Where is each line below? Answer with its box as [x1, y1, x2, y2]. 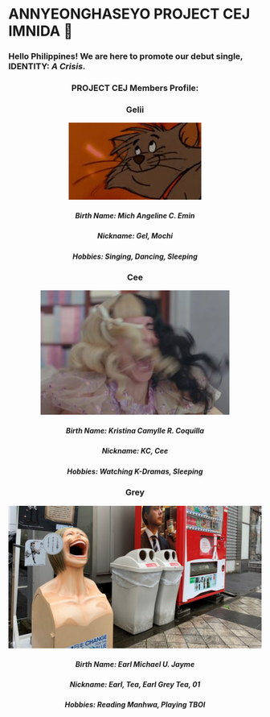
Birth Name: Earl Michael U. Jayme [75, 659, 195, 669]
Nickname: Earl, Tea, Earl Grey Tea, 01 [69, 679, 201, 689]
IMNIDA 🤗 [8, 22, 74, 40]
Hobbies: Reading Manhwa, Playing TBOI [64, 700, 206, 710]
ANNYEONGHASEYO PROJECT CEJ [8, 5, 251, 23]
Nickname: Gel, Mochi [97, 231, 173, 241]
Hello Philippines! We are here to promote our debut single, [8, 51, 243, 62]
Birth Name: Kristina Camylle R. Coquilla [65, 426, 205, 436]
